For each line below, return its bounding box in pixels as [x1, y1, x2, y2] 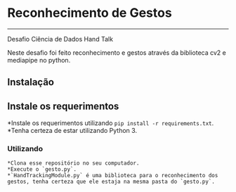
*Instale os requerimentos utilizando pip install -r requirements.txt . [7, 119, 214, 127]
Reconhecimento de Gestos [7, 5, 172, 21]
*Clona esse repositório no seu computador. [7, 160, 140, 167]
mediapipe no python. [7, 56, 71, 64]
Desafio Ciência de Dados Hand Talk [7, 34, 114, 43]
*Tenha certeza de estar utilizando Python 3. [7, 127, 138, 135]
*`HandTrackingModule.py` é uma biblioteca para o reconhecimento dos [7, 172, 218, 179]
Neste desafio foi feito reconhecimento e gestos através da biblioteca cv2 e [7, 48, 226, 57]
